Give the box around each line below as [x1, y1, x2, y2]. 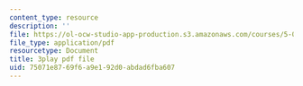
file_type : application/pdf [9, 38, 115, 47]
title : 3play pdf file [9, 55, 95, 64]
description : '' [9, 21, 70, 30]
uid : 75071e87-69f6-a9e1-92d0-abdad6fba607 [9, 64, 176, 73]
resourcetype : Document [9, 47, 99, 56]
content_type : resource [9, 13, 99, 22]
